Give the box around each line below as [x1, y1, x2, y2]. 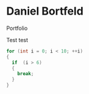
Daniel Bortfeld [6, 4, 84, 18]
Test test [6, 36, 29, 43]
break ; [17, 71, 34, 77]
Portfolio [6, 24, 28, 32]
